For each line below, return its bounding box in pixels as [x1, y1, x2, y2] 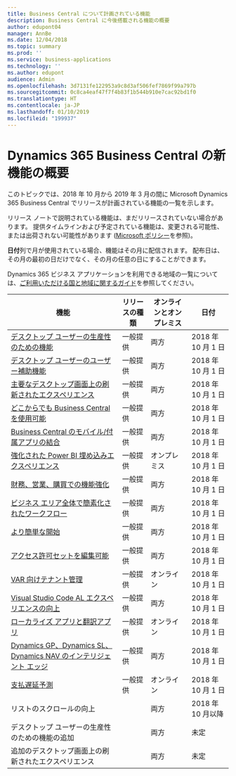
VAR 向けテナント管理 [11, 574, 83, 584]
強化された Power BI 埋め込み [11, 450, 107, 460]
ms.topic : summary [7, 43, 61, 50]
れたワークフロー [11, 508, 68, 518]
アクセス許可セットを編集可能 [11, 550, 110, 560]
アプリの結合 [18, 437, 61, 447]
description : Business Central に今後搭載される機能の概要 [7, 17, 170, 24]
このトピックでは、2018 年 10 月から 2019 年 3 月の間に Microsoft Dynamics [7, 189, 228, 198]
